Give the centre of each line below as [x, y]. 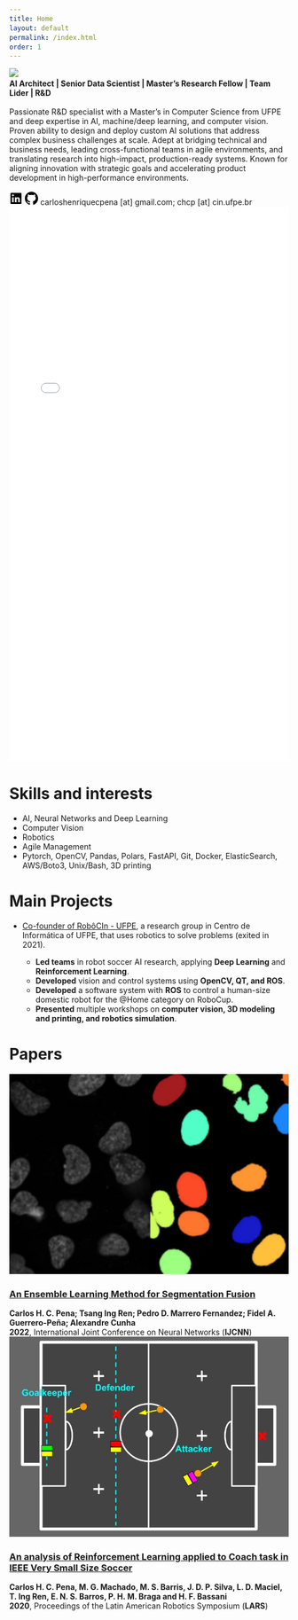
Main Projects [61, 901]
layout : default [39, 28]
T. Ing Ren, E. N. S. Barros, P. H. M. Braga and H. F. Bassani [118, 1597]
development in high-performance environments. [99, 178]
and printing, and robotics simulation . [106, 1019]
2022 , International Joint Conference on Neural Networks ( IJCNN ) [131, 1332]
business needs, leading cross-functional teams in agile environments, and [146, 150]
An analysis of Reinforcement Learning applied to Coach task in [149, 1556]
